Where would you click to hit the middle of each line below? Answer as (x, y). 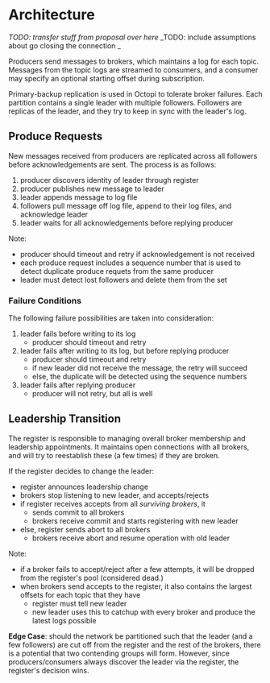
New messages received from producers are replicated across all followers (133, 155)
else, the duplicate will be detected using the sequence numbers (139, 377)
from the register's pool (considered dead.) (91, 577)
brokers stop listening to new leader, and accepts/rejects (114, 495)
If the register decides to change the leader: (81, 471)
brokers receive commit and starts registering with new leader (135, 520)
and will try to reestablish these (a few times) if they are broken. (114, 455)
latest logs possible (64, 620)
